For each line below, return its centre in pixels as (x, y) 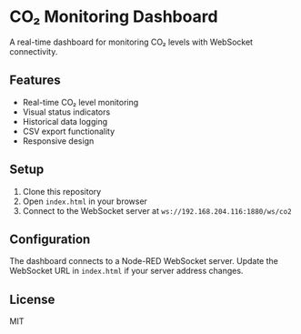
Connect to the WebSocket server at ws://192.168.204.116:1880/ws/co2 (157, 210)
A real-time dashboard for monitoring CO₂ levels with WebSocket (131, 42)
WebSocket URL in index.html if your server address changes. (126, 271)
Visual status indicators (66, 112)
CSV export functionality (69, 131)
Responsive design (58, 141)
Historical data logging (65, 121)
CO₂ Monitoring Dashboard (114, 17)
